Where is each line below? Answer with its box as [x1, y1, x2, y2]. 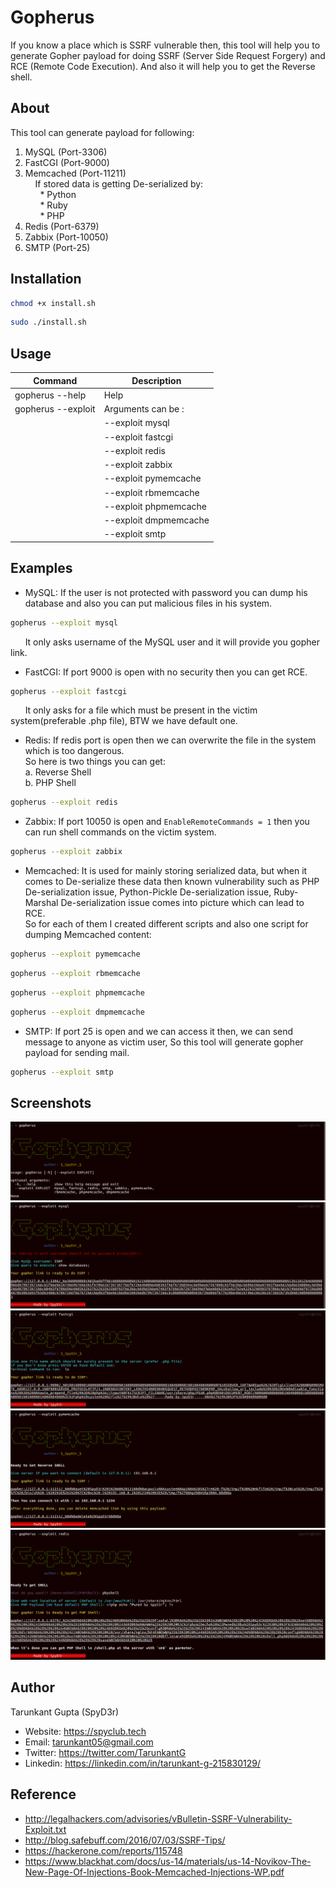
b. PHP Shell [24, 777, 77, 789]
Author [10, 1679, 55, 1696]
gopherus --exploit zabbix [10, 847, 123, 857]
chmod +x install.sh [10, 298, 97, 308]
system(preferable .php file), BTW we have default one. [10, 715, 238, 727]
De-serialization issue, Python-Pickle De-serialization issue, [24, 886, 272, 898]
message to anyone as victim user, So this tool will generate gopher [24, 1036, 304, 1048]
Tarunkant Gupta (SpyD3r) [10, 1706, 120, 1718]
